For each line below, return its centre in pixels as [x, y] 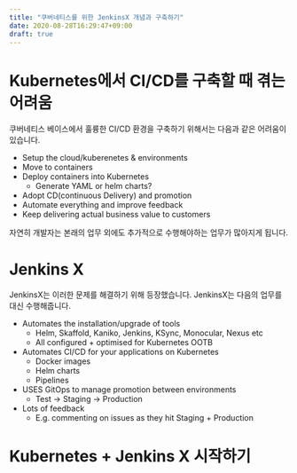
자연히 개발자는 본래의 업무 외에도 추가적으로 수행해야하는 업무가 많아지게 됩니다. [149, 233]
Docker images [63, 361]
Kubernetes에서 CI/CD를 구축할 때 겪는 [147, 80]
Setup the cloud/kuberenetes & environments [105, 158]
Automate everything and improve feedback [102, 205]
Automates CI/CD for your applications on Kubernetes [120, 352]
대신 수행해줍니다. [40, 306]
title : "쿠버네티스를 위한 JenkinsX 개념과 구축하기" [97, 17]
